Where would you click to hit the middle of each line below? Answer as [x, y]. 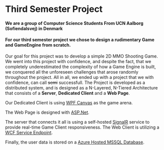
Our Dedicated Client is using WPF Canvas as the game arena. [69, 102]
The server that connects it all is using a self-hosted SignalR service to [78, 122]
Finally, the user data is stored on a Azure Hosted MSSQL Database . [75, 142]
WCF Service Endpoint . [29, 132]
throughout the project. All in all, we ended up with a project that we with [80, 77]
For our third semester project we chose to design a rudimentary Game [80, 40]
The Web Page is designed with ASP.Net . [47, 112]
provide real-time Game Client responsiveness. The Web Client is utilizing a [82, 127]
